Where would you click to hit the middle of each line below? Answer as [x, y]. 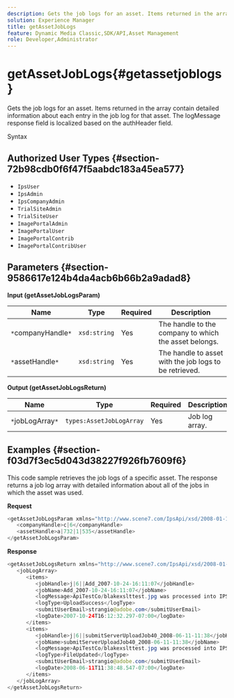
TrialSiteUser [38, 216]
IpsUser [28, 187]
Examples [29, 450]
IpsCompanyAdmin [41, 202]
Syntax [17, 137]
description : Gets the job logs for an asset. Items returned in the [110, 14]
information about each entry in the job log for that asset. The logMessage [114, 116]
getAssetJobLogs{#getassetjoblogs [115, 74]
